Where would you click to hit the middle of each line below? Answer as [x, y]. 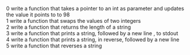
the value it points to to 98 [38, 15]
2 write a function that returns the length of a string [69, 27]
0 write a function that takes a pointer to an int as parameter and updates [95, 8]
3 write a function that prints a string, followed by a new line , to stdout [92, 33]
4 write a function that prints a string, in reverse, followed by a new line [93, 39]
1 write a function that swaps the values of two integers [73, 21]
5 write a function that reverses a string [54, 46]
